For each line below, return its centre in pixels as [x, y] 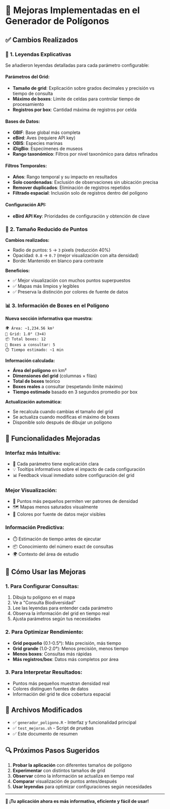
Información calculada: [30, 361]
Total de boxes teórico [36, 381]
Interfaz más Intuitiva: [33, 453]
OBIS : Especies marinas [37, 143]
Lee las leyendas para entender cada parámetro [62, 608]
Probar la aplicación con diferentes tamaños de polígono [72, 765]
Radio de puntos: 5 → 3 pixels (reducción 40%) [61, 250]
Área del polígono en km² [39, 371]
